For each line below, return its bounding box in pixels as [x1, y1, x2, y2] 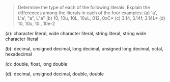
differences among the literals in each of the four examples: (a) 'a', [17, 10, 158, 16]
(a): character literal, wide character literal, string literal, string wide [5, 31, 147, 36]
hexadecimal [5, 51, 32, 57]
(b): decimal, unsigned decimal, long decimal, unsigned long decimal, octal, [5, 46, 164, 51]
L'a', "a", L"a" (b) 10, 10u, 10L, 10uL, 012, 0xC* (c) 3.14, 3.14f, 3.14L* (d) [17, 15, 165, 21]
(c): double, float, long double [5, 61, 68, 67]
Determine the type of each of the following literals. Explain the [17, 5, 150, 10]
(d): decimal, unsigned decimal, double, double [5, 71, 104, 77]
